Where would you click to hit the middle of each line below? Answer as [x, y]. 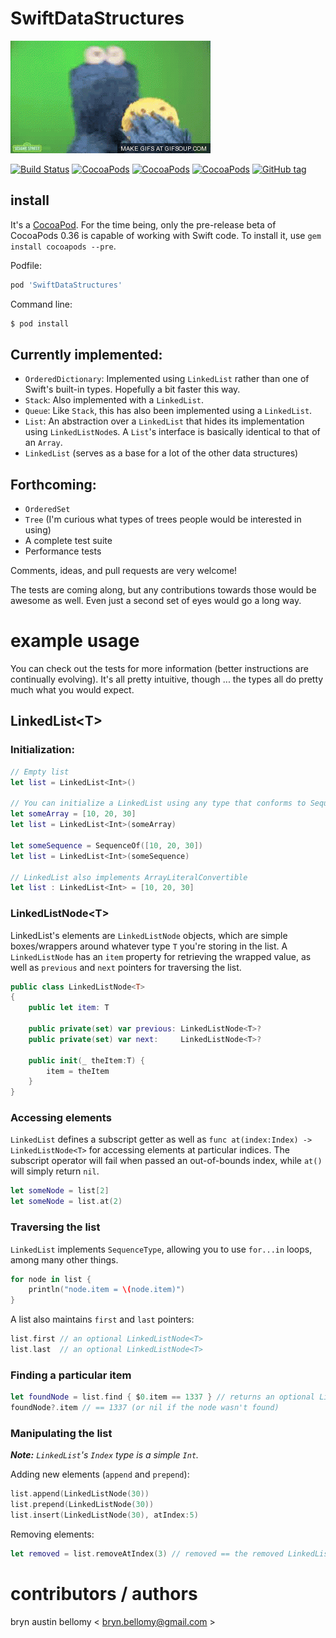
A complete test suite [68, 541]
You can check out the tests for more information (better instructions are [159, 669]
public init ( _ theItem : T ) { [86, 1060]
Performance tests [63, 551]
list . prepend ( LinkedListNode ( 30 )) [82, 1505]
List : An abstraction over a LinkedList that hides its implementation [164, 421]
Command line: [41, 304]
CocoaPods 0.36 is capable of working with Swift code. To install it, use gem [166, 235]
